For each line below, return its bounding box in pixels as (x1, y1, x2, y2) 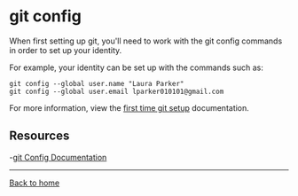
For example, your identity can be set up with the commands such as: (9, 62, 263, 73)
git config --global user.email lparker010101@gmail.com (9, 87, 224, 96)
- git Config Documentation (9, 152, 107, 162)
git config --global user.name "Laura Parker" (9, 79, 184, 88)
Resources (9, 129, 70, 144)
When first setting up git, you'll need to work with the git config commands (9, 35, 283, 46)
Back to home (9, 177, 60, 188)
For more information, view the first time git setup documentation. (9, 102, 250, 113)
